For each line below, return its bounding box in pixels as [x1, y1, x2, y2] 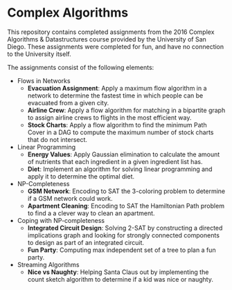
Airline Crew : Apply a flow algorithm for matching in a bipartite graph [27, 106, 226, 114]
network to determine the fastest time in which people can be [27, 91, 204, 100]
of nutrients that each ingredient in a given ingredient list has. [27, 157, 203, 165]
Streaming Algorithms [17, 260, 80, 269]
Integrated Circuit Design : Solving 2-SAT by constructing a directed [27, 224, 223, 232]
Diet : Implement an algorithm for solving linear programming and [27, 165, 213, 173]
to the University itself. [7, 50, 71, 58]
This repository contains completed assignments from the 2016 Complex [7, 28, 215, 36]
